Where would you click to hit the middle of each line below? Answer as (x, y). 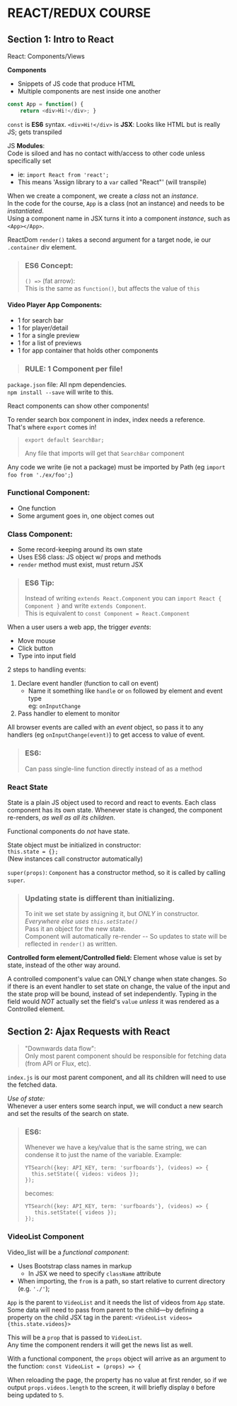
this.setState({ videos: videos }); (85, 1174)
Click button (35, 648)
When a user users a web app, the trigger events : (79, 627)
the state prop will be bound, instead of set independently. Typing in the (112, 994)
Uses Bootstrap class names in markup (75, 1266)
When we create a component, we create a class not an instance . (103, 196)
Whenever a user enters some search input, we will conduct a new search (115, 1106)
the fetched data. (33, 1085)
